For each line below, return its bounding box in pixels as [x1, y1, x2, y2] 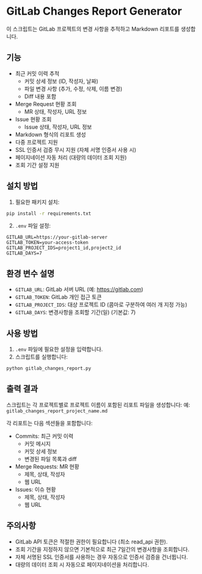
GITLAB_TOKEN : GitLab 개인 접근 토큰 [15, 293, 102, 301]
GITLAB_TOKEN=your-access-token [6, 240, 88, 246]
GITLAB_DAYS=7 [6, 250, 43, 257]
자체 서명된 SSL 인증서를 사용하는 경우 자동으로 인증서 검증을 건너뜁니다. [15, 553, 188, 561]
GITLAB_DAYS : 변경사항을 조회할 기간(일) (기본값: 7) [15, 309, 136, 316]
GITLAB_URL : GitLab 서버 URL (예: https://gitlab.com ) [15, 285, 143, 293]
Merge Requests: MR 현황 [15, 462, 79, 470]
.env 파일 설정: [15, 222, 51, 229]
